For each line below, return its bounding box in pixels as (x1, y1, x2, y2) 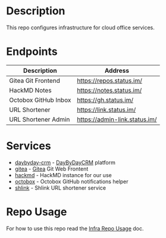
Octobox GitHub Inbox (9, 95, 71, 104)
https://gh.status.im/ (77, 95, 134, 104)
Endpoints (6, 45, 58, 58)
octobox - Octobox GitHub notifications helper (14, 178, 129, 185)
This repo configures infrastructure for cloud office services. (6, 24, 155, 31)
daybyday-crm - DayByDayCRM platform (14, 159, 116, 166)
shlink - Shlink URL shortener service (14, 184, 106, 191)
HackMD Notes (9, 86, 52, 94)
